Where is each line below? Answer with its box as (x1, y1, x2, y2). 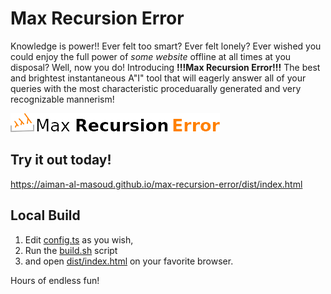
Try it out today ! (10, 152, 112, 169)
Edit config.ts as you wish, (24, 233, 134, 246)
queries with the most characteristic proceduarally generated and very (10, 82, 302, 94)
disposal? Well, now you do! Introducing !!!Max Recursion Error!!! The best (10, 61, 321, 73)
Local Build (10, 207, 81, 224)
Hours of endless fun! (10, 274, 100, 286)
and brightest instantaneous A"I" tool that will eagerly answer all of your (10, 72, 307, 84)
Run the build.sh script (24, 244, 118, 256)
